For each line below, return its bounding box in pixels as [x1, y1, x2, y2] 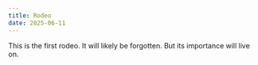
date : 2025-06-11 [8, 19, 66, 27]
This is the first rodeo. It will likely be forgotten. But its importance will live [8, 40, 251, 50]
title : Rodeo [8, 11, 52, 20]
